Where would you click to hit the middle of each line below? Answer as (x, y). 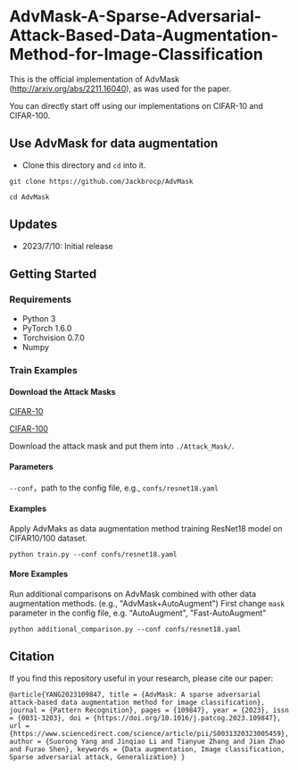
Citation (32, 657)
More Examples (39, 574)
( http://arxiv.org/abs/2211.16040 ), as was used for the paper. (120, 88)
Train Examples (43, 371)
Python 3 (39, 319)
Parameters (31, 466)
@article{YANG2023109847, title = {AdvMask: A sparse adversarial (135, 694)
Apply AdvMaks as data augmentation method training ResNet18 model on (146, 528)
